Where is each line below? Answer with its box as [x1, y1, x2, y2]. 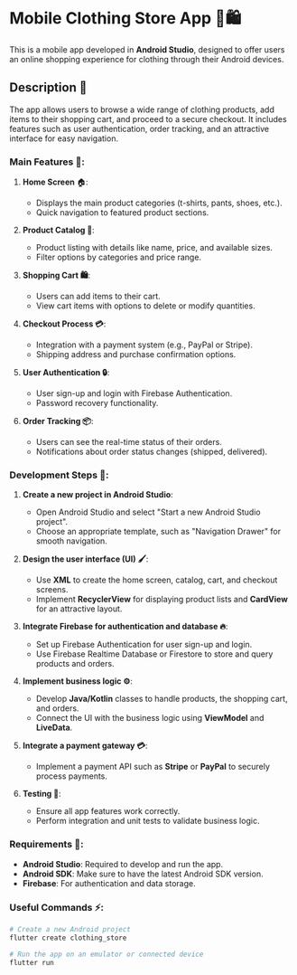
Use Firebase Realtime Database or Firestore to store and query [35, 648, 274, 659]
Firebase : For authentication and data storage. [22, 877, 196, 888]
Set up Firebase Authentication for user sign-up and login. [35, 639, 253, 650]
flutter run [9, 958, 54, 967]
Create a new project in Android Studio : [22, 489, 173, 500]
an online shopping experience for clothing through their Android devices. [9, 53, 284, 64]
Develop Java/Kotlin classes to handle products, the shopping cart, [35, 694, 288, 705]
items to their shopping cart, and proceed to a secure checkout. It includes [9, 113, 287, 124]
